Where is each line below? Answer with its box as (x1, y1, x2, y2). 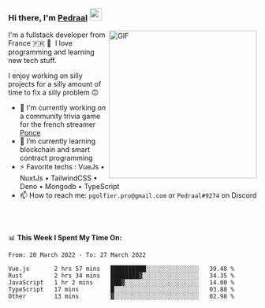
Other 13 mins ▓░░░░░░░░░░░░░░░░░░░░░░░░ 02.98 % (8, 292, 235, 301)
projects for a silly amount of (8, 80, 102, 89)
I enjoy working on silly (8, 71, 83, 80)
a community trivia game (19, 111, 101, 121)
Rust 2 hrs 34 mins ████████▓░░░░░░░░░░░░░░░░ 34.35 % (8, 272, 235, 280)
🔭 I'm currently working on (19, 103, 106, 113)
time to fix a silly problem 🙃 (8, 87, 99, 98)
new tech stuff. (8, 56, 57, 65)
